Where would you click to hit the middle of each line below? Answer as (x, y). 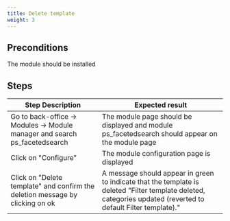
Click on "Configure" (44, 158)
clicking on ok (33, 203)
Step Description (53, 105)
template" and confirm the (53, 186)
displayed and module (137, 126)
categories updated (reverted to (153, 199)
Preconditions (38, 48)
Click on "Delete (37, 178)
